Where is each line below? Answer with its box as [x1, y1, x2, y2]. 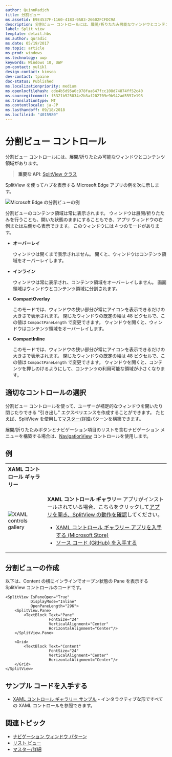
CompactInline [12, 336, 45, 342]
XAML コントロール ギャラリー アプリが [47, 496, 144, 503]
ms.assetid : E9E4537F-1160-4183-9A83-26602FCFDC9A [5, 17, 116, 22]
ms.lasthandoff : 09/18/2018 [5, 107, 66, 113]
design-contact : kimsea [5, 70, 56, 75]
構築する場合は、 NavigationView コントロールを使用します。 [23, 433, 151, 439]
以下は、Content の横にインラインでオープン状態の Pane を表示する [5, 578, 148, 584]
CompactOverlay [12, 295, 50, 302]
